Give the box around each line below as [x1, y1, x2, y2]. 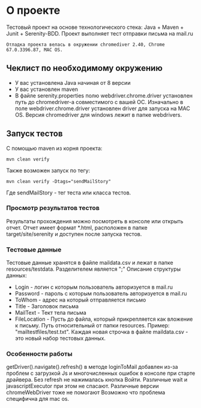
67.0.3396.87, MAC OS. [6, 46, 63, 53]
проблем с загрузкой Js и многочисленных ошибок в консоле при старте [6, 369, 196, 377]
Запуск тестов [6, 129, 63, 139]
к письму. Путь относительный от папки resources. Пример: [14, 322, 170, 329]
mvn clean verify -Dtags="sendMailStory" [6, 178, 112, 184]
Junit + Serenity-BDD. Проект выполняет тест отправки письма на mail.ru [6, 29, 194, 37]
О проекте [6, 4, 61, 17]
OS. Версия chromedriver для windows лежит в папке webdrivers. [14, 111, 182, 118]
